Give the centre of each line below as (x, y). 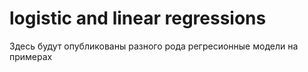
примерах (31, 56)
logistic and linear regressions (138, 18)
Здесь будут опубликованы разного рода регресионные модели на (154, 46)
